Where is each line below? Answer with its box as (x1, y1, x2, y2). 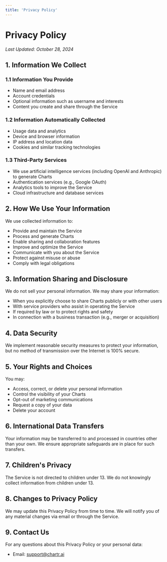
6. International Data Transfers (5, 422, 104, 431)
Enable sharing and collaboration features (12, 238, 101, 244)
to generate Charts (12, 173, 52, 180)
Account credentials (12, 93, 55, 99)
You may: (5, 376, 25, 382)
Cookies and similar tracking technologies (12, 144, 101, 150)
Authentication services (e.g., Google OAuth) (12, 179, 107, 185)
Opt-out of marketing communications (12, 397, 93, 403)
